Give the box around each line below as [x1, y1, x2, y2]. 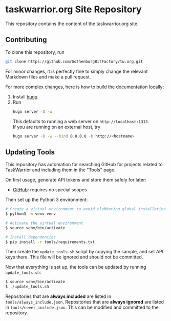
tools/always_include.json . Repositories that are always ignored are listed [5, 299, 164, 305]
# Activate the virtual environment [5, 220, 83, 226]
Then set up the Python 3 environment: [5, 196, 88, 203]
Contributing [5, 35, 47, 44]
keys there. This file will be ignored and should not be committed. [5, 254, 143, 260]
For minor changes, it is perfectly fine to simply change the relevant [5, 68, 148, 74]
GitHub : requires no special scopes [12, 187, 87, 193]
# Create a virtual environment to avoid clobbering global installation [5, 207, 166, 212]
